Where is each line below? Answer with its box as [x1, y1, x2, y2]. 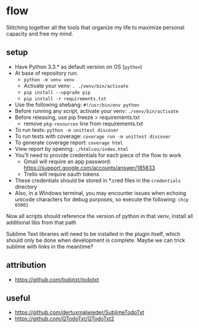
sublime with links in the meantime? [6, 242, 93, 250]
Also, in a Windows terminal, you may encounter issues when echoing [14, 189, 187, 197]
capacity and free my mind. [6, 30, 74, 37]
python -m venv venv [23, 77, 75, 83]
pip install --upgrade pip [23, 89, 91, 96]
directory [14, 183, 37, 190]
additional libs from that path [6, 219, 77, 226]
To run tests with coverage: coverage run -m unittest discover [14, 133, 171, 140]
